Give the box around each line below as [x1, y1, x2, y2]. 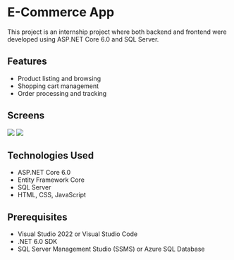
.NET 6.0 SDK [17, 237, 58, 246]
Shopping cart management [17, 82, 99, 90]
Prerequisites [7, 211, 68, 223]
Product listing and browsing [17, 74, 101, 82]
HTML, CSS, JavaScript [17, 191, 87, 199]
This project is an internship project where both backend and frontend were [7, 27, 227, 36]
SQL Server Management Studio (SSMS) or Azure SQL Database [17, 244, 205, 254]
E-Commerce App [7, 4, 115, 20]
